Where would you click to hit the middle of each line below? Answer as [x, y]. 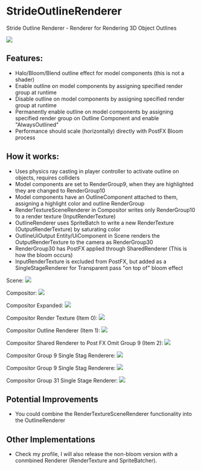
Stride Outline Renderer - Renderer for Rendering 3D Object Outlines [91, 28]
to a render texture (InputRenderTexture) [65, 216]
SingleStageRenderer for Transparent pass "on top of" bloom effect [99, 267]
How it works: [33, 157]
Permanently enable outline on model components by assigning [94, 112]
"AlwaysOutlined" [37, 124]
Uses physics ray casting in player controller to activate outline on [97, 171]
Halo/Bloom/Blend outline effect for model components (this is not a [100, 73]
